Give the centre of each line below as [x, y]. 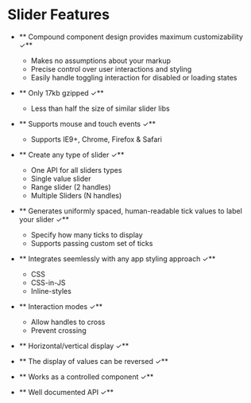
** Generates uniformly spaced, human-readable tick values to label [131, 211]
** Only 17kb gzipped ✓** [61, 92]
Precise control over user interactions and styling [111, 68]
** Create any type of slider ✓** [71, 155]
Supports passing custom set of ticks [92, 243]
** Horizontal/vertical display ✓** [74, 346]
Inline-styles [51, 291]
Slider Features [59, 15]
